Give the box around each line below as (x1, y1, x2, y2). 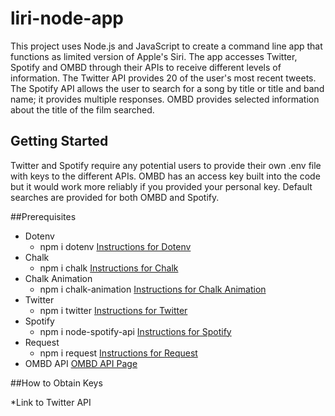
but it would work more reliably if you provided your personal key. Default (10, 180, 313, 192)
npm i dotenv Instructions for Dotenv (39, 240, 192, 252)
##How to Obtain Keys (10, 377, 103, 389)
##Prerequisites (10, 210, 77, 222)
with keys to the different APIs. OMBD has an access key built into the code (10, 170, 321, 182)
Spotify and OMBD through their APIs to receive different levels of (10, 61, 282, 73)
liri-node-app (10, 7, 124, 30)
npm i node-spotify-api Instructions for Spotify (39, 325, 232, 337)
